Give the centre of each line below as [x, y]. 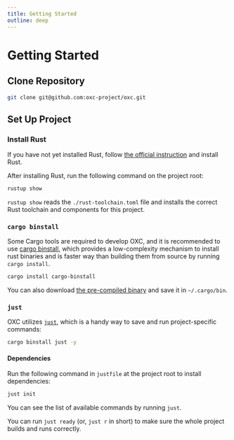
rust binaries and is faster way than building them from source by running [113, 256]
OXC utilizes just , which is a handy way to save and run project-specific [112, 322]
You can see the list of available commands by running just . [95, 408]
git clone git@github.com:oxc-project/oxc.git [77, 97]
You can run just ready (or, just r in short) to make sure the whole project [116, 421]
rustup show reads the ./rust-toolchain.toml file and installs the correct [112, 202]
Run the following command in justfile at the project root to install [104, 374]
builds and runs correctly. [44, 429]
